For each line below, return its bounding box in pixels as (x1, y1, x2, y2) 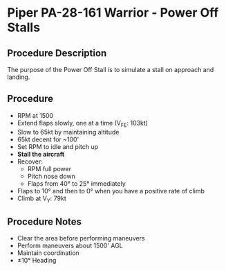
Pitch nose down (27, 172, 76, 180)
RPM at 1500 (17, 111, 54, 119)
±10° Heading (17, 256, 57, 265)
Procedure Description (7, 47, 107, 59)
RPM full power (27, 164, 71, 173)
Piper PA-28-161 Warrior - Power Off (7, 5, 219, 21)
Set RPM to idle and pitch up (17, 142, 99, 150)
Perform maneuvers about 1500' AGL (17, 241, 123, 250)
